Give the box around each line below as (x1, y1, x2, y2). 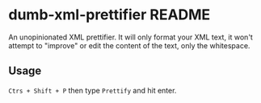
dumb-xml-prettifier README (8, 6, 211, 24)
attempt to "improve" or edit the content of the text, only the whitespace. (8, 40, 250, 50)
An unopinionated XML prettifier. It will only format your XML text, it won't (8, 32, 253, 42)
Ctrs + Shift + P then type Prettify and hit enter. (8, 85, 177, 95)
